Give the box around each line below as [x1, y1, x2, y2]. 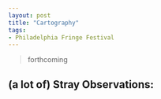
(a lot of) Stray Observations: [8, 78, 154, 91]
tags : [8, 26, 26, 34]
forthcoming [27, 55, 69, 64]
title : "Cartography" [8, 19, 80, 27]
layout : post [8, 11, 51, 20]
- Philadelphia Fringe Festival [8, 33, 114, 42]
